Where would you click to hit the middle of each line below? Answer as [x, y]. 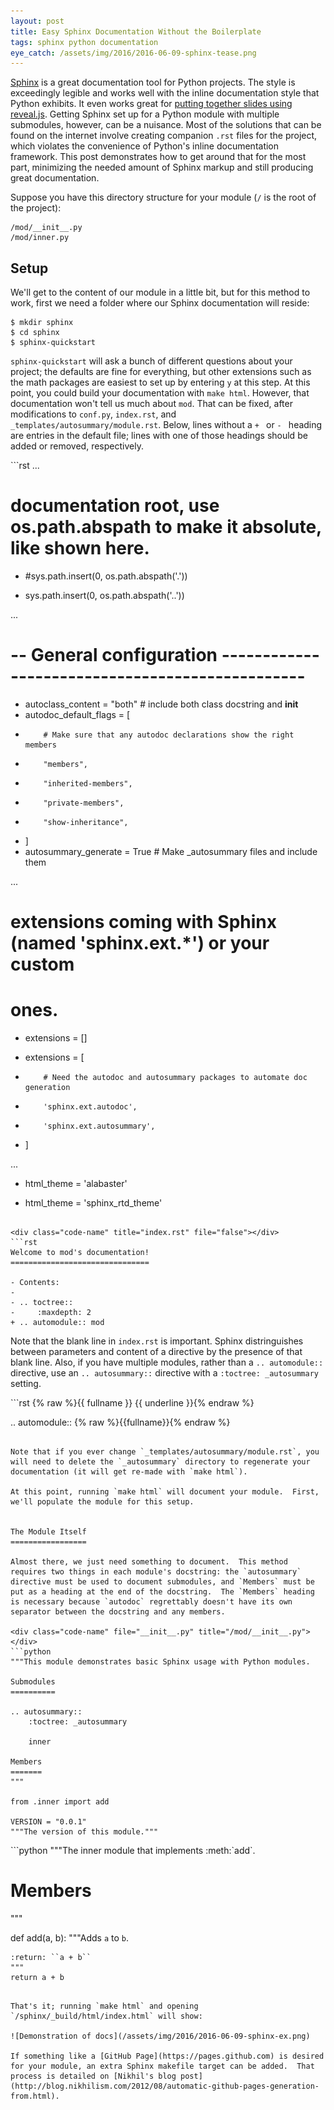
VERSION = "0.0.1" [48, 1822]
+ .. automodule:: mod [57, 1323]
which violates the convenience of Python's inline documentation [145, 146]
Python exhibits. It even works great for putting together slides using [151, 104]
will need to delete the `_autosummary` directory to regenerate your [160, 1462]
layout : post [37, 21]
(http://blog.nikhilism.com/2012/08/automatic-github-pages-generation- [165, 2086]
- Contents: [35, 1283]
